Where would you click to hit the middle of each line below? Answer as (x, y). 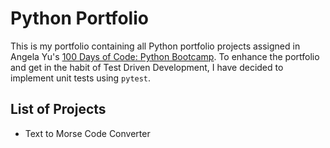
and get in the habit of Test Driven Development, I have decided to (147, 67)
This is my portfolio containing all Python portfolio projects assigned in (155, 46)
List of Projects (58, 109)
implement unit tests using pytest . (81, 78)
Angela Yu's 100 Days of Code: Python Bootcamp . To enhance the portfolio (165, 56)
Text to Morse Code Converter (87, 133)
